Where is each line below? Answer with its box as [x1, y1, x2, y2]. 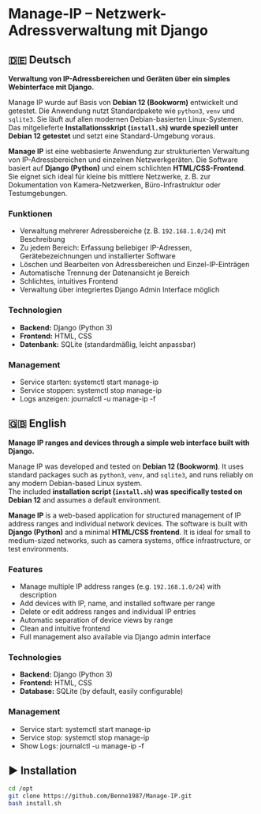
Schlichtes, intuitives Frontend [19, 277, 118, 286]
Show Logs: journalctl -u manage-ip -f [19, 741, 144, 751]
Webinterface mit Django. [8, 82, 95, 92]
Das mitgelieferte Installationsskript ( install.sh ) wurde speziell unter [8, 123, 239, 132]
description [19, 590, 57, 599]
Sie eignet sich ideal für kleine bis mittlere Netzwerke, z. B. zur [8, 171, 211, 181]
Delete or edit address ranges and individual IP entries [19, 607, 196, 616]
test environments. [8, 544, 69, 553]
